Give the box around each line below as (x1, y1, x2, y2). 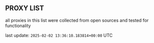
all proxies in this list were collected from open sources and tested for (5, 17, 149, 23)
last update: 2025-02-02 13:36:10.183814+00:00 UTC (5, 32, 113, 38)
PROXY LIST (5, 4, 44, 12)
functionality (5, 22, 31, 28)
